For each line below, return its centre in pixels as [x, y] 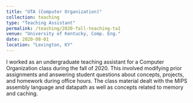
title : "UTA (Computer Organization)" [54, 12]
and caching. [22, 93]
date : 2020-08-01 [28, 39]
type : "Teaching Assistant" [41, 23]
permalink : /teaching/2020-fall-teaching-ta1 [63, 28]
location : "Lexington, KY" [39, 45]
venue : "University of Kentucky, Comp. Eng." [63, 34]
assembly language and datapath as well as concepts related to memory [95, 87]
